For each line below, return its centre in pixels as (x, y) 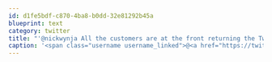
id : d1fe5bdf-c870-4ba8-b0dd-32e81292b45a (81, 16)
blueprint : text (36, 23)
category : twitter (39, 31)
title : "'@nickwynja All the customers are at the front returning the (132, 38)
